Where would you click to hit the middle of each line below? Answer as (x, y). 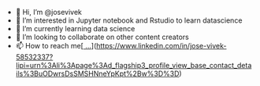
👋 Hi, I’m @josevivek (49, 12)
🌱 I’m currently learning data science (75, 29)
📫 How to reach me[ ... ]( (56, 46)
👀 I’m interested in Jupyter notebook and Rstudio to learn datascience (129, 20)
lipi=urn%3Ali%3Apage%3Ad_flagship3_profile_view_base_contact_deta (134, 65)
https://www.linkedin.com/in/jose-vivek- (161, 46)
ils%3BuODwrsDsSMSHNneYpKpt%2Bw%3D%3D (97, 73)
